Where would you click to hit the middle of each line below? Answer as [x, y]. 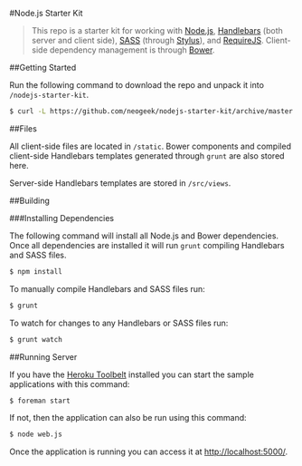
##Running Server [43, 356]
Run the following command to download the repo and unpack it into [137, 85]
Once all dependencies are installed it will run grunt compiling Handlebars [147, 245]
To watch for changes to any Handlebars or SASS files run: [119, 323]
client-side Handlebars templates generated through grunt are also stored [147, 155]
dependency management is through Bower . [132, 50]
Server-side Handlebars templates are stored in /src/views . [120, 183]
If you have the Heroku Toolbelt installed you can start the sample [132, 374]
